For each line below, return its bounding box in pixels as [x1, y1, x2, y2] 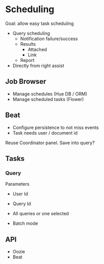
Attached [27, 46, 47, 52]
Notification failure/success [20, 36, 78, 42]
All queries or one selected [12, 211, 70, 217]
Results [20, 41, 36, 47]
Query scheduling [12, 30, 50, 36]
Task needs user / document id [12, 129, 78, 136]
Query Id [12, 201, 31, 207]
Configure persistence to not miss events [12, 124, 99, 130]
